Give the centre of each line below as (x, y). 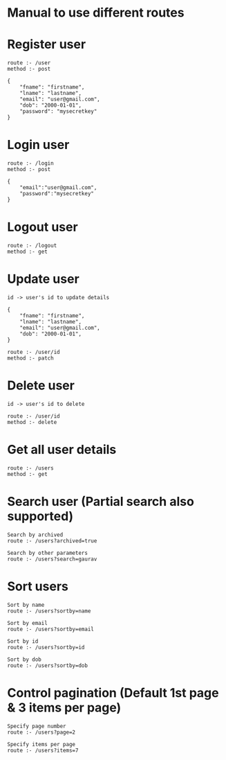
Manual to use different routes (96, 13)
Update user (43, 279)
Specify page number (37, 726)
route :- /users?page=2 (41, 732)
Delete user (41, 386)
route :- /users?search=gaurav (52, 559)
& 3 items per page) (64, 707)
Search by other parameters (48, 553)
